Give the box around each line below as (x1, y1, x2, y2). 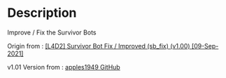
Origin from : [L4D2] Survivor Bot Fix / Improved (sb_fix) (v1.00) (7, 41, 190, 50)
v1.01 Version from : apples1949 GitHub (7, 63, 120, 71)
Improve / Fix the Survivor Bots (7, 28, 97, 37)
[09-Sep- (191, 41, 219, 50)
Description (7, 5, 77, 21)
